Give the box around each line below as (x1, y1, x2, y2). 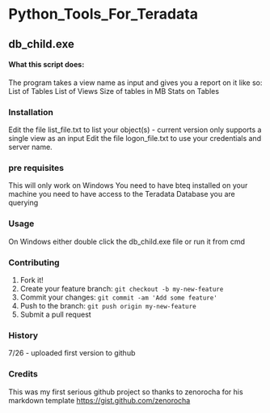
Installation (8, 106, 54, 117)
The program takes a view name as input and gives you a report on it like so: (8, 78, 263, 87)
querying (8, 198, 39, 207)
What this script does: (8, 60, 85, 70)
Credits (8, 368, 38, 380)
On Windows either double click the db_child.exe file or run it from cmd (8, 236, 245, 246)
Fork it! (19, 275, 44, 284)
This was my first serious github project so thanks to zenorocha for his (8, 386, 244, 397)
